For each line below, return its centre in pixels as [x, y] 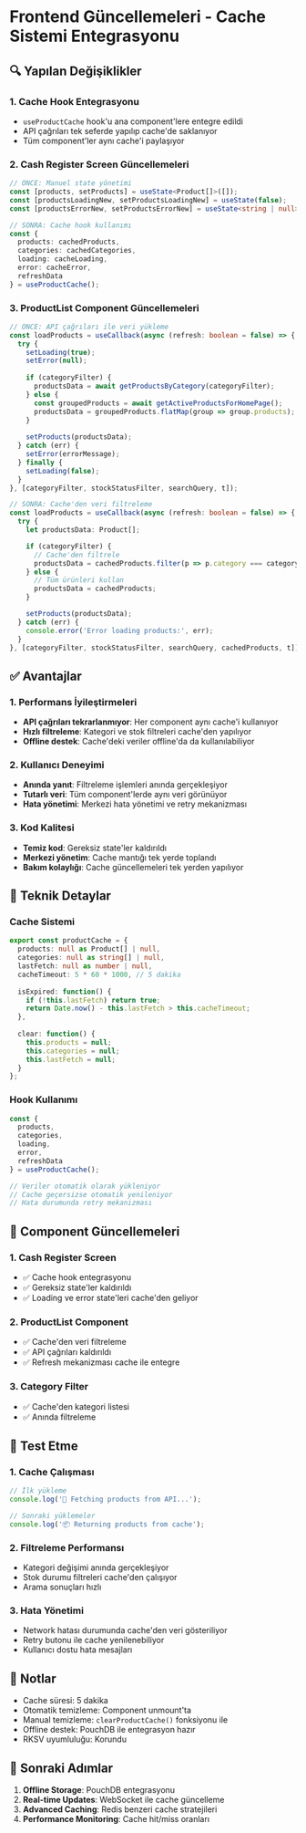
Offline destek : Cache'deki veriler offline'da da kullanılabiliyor [138, 742]
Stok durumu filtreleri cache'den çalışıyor [100, 1578]
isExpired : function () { [65, 992]
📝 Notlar [33, 1678]
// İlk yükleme [38, 1491]
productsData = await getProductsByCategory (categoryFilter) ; [154, 386]
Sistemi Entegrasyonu [95, 36]
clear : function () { [56, 1034]
